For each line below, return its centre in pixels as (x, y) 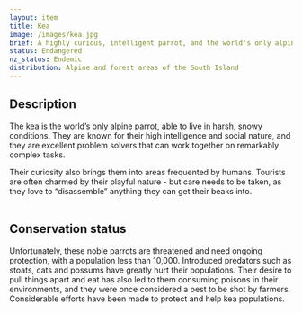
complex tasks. (37, 155)
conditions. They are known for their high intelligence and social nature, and (150, 135)
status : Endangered (46, 51)
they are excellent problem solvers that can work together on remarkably (144, 145)
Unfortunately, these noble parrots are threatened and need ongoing (136, 250)
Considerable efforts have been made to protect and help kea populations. (147, 299)
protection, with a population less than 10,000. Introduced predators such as (151, 260)
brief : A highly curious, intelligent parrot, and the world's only (140, 43)
